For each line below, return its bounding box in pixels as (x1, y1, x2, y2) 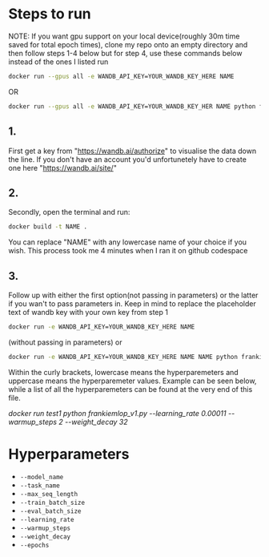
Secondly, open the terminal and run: (8, 208, 130, 217)
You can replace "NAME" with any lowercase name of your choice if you (8, 237, 247, 247)
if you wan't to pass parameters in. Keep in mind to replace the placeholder (8, 299, 256, 309)
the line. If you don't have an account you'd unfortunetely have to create (8, 154, 247, 164)
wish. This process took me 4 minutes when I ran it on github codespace (8, 246, 248, 256)
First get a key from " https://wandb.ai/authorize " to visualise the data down (8, 146, 257, 155)
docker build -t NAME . (8, 223, 88, 231)
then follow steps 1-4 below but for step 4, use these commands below (8, 48, 243, 58)
